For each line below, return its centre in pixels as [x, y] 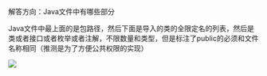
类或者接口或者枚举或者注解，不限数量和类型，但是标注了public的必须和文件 [133, 38]
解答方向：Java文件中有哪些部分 [62, 11]
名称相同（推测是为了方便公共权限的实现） [78, 48]
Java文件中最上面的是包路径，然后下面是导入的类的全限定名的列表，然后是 [132, 28]
